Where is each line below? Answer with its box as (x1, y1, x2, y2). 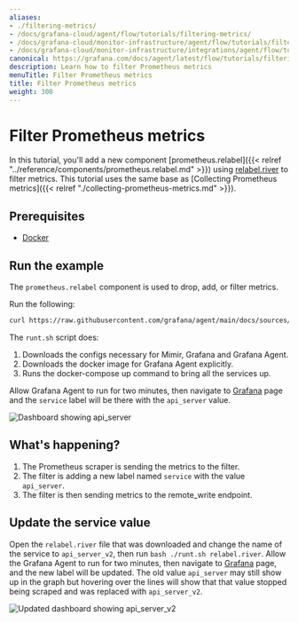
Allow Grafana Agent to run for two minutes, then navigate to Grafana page (9, 385, 284, 396)
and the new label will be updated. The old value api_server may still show (9, 567, 282, 578)
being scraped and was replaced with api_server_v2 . (9, 586, 203, 596)
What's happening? (9, 438, 121, 453)
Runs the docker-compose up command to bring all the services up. (21, 367, 271, 378)
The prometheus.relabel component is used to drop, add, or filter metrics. (9, 281, 279, 293)
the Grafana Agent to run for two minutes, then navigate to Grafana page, (9, 557, 278, 568)
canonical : (9, 54, 50, 63)
